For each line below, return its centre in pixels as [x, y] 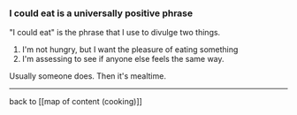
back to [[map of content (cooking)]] [76, 102]
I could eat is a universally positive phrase [101, 13]
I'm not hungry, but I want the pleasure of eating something [130, 50]
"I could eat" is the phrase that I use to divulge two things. [115, 33]
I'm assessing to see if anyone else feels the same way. [123, 59]
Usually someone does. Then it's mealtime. [88, 76]
